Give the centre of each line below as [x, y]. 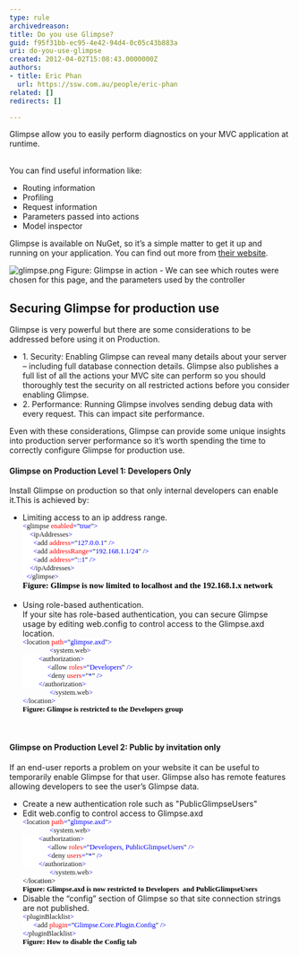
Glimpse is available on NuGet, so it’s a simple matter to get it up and [136, 244]
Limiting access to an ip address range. [95, 517]
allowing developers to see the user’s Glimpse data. [104, 786]
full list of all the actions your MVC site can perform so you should [144, 376]
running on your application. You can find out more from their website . [139, 253]
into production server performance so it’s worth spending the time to [138, 441]
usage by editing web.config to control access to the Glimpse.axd [143, 624]
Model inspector [52, 226]
